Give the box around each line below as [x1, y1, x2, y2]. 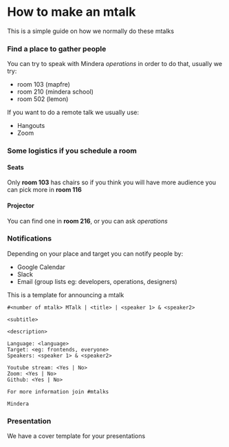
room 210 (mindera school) [17, 87, 94, 96]
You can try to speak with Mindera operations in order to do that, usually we [7, 60, 222, 68]
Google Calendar [17, 263, 65, 271]
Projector [7, 201, 34, 210]
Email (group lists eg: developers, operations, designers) [17, 277, 177, 285]
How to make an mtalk [7, 4, 136, 20]
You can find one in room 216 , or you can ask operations [7, 217, 168, 225]
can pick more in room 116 [7, 186, 82, 194]
